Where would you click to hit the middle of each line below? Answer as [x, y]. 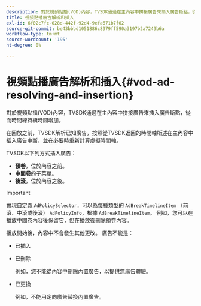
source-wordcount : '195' [37, 40]
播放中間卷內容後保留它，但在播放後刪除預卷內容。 [69, 220]
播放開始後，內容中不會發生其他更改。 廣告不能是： [70, 233]
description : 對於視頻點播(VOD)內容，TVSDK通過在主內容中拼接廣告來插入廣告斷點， [99, 12]
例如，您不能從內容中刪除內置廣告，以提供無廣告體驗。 [83, 271]
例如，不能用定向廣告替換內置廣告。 [60, 296]
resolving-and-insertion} [70, 95]
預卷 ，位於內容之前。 [41, 166]
